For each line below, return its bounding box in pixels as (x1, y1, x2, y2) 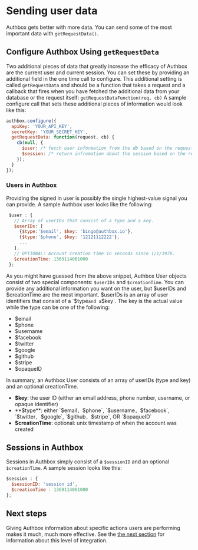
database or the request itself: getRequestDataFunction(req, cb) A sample (6, 94, 187, 101)
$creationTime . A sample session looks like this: (6, 465, 122, 472)
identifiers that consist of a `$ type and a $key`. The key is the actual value (6, 297, 183, 304)
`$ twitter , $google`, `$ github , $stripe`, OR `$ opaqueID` (14, 413, 152, 420)
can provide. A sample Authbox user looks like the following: (6, 200, 153, 208)
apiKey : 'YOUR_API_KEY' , (11, 123, 72, 129)
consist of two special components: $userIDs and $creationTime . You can (6, 278, 184, 285)
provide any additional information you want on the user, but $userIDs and (6, 285, 187, 292)
